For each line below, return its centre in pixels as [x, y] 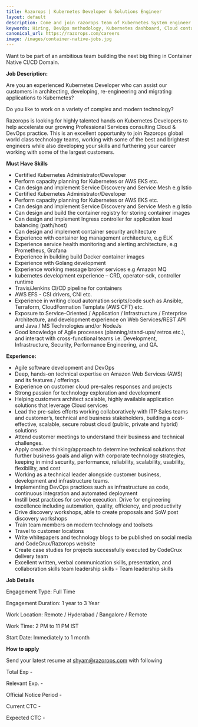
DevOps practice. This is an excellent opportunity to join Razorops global [95, 133]
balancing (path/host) [41, 225]
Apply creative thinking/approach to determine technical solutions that [100, 449]
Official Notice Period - [34, 695]
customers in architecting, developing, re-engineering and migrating [89, 91]
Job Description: [27, 74]
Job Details [20, 580]
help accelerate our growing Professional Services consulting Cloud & [91, 127]
